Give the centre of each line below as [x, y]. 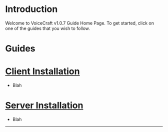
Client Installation [42, 71]
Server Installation [44, 105]
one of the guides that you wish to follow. [47, 28]
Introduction [31, 9]
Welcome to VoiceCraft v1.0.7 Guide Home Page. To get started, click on [79, 23]
